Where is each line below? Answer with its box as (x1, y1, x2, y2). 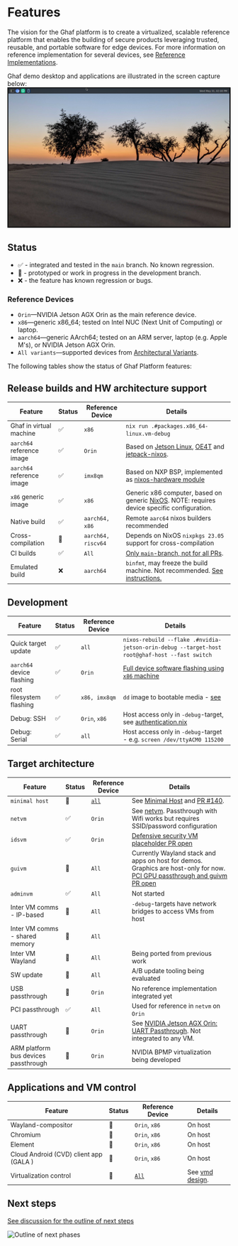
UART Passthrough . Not (131, 1026, 201, 1035)
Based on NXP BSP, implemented (125, 467, 223, 476)
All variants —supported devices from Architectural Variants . (17, 348, 199, 357)
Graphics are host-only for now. (131, 864, 225, 873)
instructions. (125, 574, 162, 583)
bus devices (10, 1051, 46, 1060)
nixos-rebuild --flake (123, 637, 190, 644)
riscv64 (84, 539, 107, 547)
